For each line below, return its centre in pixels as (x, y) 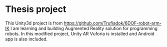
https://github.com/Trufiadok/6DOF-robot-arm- (112, 23)
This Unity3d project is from (34, 23)
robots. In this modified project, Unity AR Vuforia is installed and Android (80, 33)
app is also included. (26, 39)
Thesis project (36, 9)
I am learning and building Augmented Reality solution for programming (84, 28)
